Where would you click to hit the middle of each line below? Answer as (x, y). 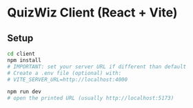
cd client (21, 54)
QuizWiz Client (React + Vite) (92, 13)
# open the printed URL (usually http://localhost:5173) (91, 98)
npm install (24, 60)
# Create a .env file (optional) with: (64, 73)
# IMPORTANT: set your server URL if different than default (97, 67)
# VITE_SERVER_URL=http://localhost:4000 (68, 79)
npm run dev (24, 92)
